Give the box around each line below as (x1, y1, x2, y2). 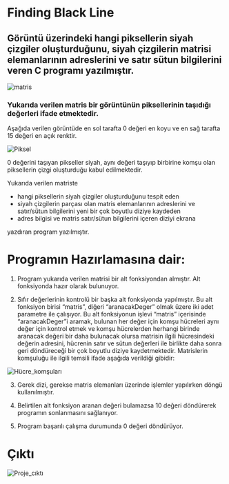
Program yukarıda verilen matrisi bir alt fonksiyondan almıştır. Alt (17, 274, 201, 283)
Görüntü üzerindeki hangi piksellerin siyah (7, 32, 194, 44)
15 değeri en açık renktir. (7, 132, 77, 140)
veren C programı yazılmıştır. (7, 64, 135, 77)
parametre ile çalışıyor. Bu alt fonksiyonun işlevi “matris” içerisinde (17, 310, 206, 319)
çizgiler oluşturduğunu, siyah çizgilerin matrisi (7, 43, 212, 54)
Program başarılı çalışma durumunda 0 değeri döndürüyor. (17, 422, 184, 430)
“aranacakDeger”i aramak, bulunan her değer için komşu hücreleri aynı (17, 317, 219, 325)
